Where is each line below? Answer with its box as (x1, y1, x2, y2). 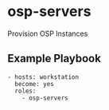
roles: (14, 87, 37, 95)
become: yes (14, 80, 55, 88)
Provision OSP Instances (7, 29, 88, 38)
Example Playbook (7, 52, 101, 65)
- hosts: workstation (7, 73, 80, 81)
